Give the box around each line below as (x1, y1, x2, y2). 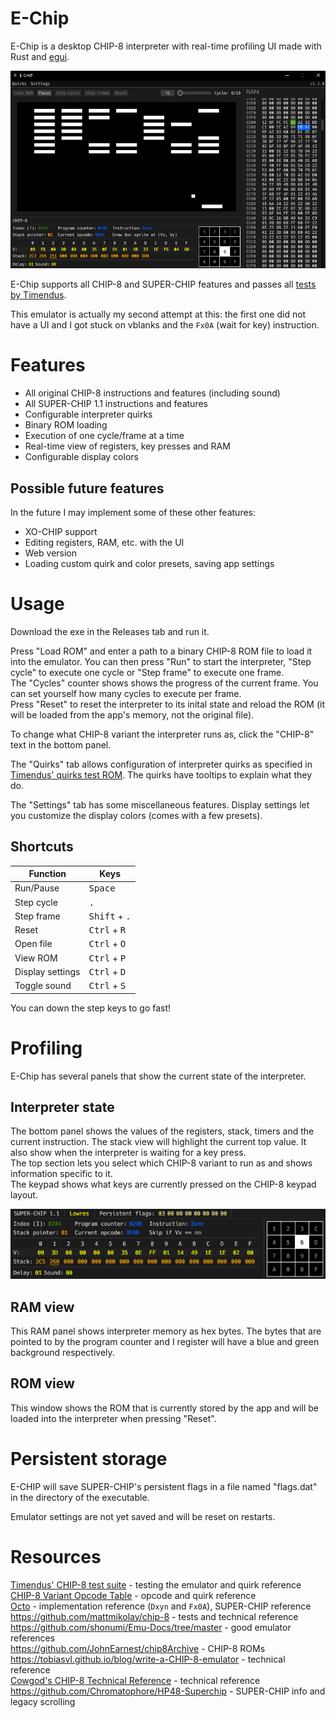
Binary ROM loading (24, 419, 108, 431)
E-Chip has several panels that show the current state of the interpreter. (10, 1070, 307, 1082)
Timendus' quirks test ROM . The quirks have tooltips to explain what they (10, 768, 312, 781)
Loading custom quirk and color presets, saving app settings (24, 557, 275, 569)
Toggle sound (14, 980, 72, 992)
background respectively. (10, 1346, 115, 1358)
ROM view (10, 1375, 75, 1392)
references (10, 1632, 56, 1644)
